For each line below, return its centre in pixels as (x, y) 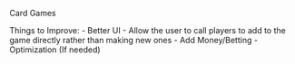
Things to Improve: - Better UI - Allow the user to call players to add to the (147, 30)
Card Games (33, 13)
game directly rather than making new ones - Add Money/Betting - (134, 40)
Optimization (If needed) (55, 50)
